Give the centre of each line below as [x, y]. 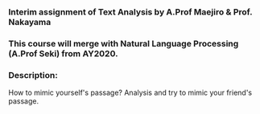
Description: [33, 75]
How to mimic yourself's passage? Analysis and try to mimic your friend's [130, 93]
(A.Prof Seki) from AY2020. [63, 53]
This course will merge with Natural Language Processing [124, 43]
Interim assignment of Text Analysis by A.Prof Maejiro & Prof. [130, 12]
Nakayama [30, 22]
